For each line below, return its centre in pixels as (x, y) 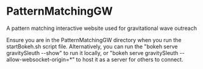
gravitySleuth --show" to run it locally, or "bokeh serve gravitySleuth (92, 53)
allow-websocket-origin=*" (41, 59)
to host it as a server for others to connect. (130, 59)
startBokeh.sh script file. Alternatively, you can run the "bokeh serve (92, 46)
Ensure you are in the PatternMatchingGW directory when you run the (94, 40)
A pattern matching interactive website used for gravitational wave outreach (101, 28)
